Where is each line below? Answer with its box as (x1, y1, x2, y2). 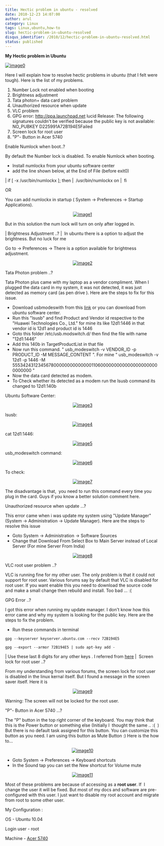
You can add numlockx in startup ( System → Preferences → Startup (5, 196, 143, 202)
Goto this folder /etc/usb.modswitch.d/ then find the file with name (12, 331, 147, 336)
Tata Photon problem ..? (5, 269, 53, 275)
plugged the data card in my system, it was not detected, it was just (5, 284, 142, 290)
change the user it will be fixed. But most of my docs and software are (5, 786, 147, 792)
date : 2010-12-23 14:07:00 (5, 12, 60, 17)
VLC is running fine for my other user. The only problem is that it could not (5, 572, 155, 578)
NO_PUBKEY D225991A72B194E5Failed (12, 123, 93, 129)
